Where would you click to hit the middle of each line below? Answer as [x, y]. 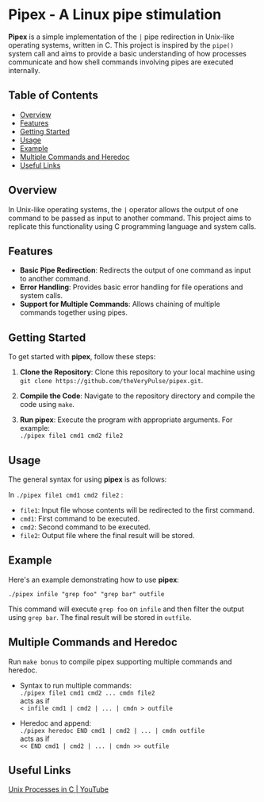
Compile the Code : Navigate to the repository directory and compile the [137, 396]
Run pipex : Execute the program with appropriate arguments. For [126, 420]
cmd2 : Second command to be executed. [85, 527]
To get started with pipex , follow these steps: [82, 357]
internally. [25, 70]
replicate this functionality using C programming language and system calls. [132, 226]
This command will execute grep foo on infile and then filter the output [126, 609]
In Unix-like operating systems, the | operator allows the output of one [123, 209]
